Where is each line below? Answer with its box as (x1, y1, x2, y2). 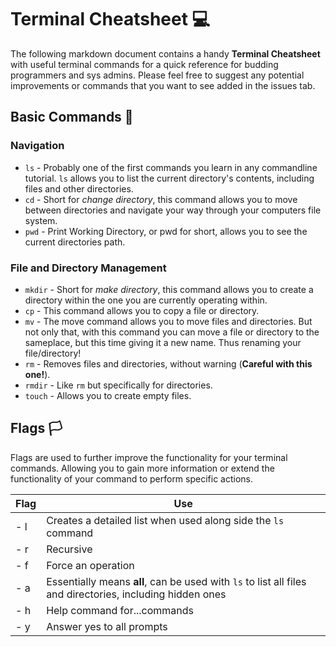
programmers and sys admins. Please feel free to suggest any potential (10, 69, 305, 81)
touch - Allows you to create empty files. (24, 389, 192, 401)
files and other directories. (24, 182, 134, 195)
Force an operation (46, 558, 135, 572)
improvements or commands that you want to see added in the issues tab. (10, 79, 316, 91)
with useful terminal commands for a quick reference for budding (10, 58, 279, 70)
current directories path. (24, 236, 126, 248)
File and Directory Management (10, 261, 167, 275)
